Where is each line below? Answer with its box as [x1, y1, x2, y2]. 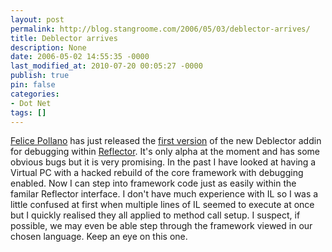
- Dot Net [10, 98, 52, 108]
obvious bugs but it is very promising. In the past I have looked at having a [10, 156, 317, 168]
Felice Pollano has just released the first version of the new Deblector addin [10, 135, 322, 147]
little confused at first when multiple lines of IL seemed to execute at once [10, 199, 315, 211]
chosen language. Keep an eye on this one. [10, 231, 188, 243]
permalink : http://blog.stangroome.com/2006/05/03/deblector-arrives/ [10, 24, 311, 34]
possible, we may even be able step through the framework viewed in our [10, 220, 313, 232]
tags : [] [10, 107, 47, 118]
